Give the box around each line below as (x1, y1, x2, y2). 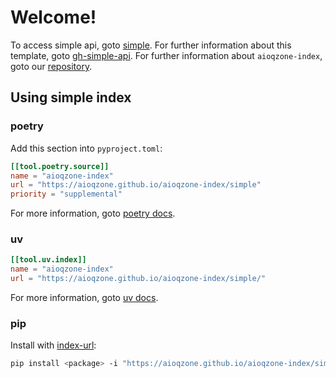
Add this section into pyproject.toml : (10, 142, 163, 154)
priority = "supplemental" (10, 189, 123, 200)
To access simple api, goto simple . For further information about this (10, 39, 292, 51)
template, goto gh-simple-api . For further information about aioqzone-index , (10, 49, 323, 61)
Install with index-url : (10, 339, 97, 351)
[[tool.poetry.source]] (10, 161, 110, 171)
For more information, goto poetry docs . (10, 207, 176, 220)
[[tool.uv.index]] (10, 255, 87, 265)
